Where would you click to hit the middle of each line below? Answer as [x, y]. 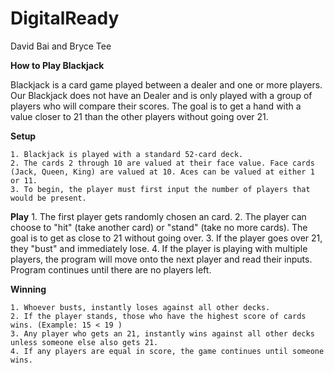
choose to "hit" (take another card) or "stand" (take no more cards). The [159, 227]
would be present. [48, 198]
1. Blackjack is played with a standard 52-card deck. [127, 154]
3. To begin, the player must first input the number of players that [160, 189]
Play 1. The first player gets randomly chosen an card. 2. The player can [158, 216]
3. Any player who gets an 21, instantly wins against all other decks [162, 333]
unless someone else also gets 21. [84, 342]
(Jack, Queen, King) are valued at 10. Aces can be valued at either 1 [162, 172]
